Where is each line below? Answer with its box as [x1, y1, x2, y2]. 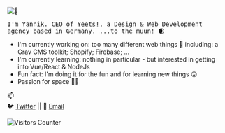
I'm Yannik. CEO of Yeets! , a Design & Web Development [7, 20, 203, 28]
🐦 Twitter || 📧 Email [7, 102, 65, 110]
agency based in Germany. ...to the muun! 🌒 [7, 27, 166, 35]
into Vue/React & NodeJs [17, 63, 90, 71]
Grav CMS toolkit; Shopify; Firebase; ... [17, 48, 130, 56]
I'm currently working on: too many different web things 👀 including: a [17, 41, 219, 48]
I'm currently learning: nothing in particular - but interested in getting [17, 55, 216, 63]
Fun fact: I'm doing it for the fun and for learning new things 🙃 [17, 70, 198, 78]
